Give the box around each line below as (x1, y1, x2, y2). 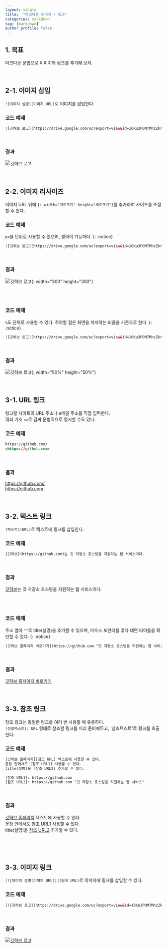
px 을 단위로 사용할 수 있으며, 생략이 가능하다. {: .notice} (5, 234, 113, 240)
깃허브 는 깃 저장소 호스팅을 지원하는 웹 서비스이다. (5, 586, 102, 592)
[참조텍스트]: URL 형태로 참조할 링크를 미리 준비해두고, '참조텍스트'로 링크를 (5, 725, 151, 731)
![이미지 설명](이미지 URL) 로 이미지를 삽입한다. (5, 100, 94, 106)
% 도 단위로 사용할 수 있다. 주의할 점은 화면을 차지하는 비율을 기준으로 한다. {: (5, 319, 152, 325)
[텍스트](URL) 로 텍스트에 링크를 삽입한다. (5, 526, 84, 532)
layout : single (5, 7, 37, 12)
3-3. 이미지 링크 (5, 863, 52, 872)
